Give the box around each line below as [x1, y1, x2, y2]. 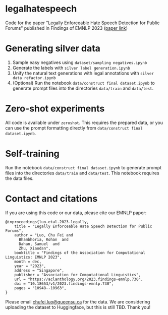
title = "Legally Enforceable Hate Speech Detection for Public [14, 224, 152, 229]
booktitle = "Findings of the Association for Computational [14, 250, 145, 255]
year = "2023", [14, 263, 46, 269]
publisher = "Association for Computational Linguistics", [14, 272, 141, 277]
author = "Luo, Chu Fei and [14, 232, 73, 237]
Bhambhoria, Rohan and [18, 237, 69, 242]
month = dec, [14, 259, 42, 264]
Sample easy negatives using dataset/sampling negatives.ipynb [12, 59, 147, 66]
